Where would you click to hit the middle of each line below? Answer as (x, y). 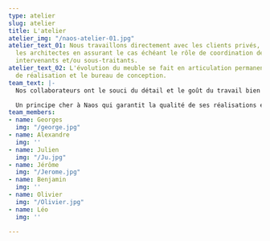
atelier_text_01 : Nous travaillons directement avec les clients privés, (135, 46)
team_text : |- (32, 83)
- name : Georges (35, 120)
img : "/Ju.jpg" (41, 157)
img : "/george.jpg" (48, 128)
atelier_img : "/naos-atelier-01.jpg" (72, 38)
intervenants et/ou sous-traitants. (77, 61)
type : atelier (32, 16)
